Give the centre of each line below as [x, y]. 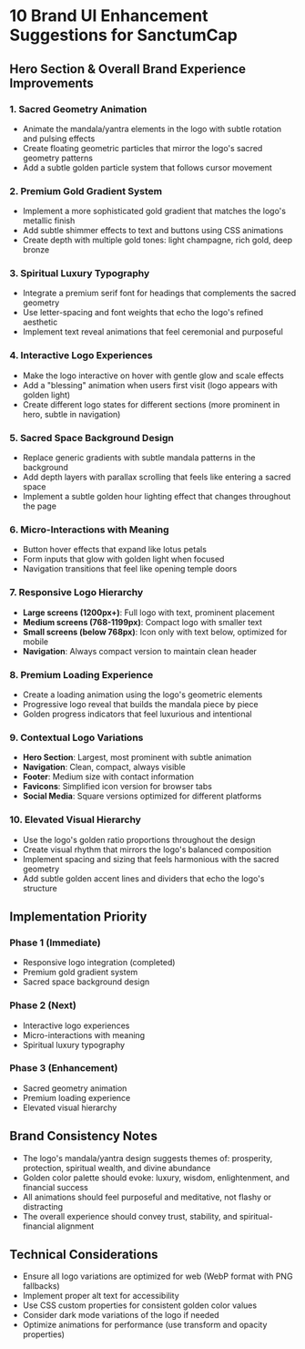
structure [40, 888]
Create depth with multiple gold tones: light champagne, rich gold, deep [158, 240]
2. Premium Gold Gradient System [86, 191]
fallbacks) [41, 1286]
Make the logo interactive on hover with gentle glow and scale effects [153, 376]
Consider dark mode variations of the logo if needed [121, 1315]
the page [40, 506]
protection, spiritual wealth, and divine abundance [117, 1168]
